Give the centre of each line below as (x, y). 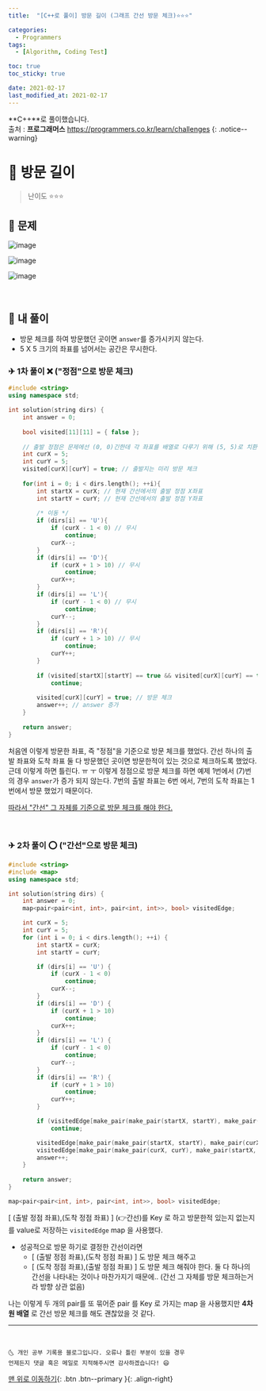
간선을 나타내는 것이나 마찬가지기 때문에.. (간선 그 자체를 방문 (125, 1276)
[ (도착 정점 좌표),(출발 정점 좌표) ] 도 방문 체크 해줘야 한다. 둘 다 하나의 (141, 1266)
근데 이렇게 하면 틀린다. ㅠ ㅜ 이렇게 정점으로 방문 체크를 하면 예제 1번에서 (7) (127, 770)
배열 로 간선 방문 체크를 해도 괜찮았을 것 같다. (86, 1313)
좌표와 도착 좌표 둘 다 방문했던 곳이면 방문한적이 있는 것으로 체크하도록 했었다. (137, 761)
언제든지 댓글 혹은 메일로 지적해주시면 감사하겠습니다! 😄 (89, 1363)
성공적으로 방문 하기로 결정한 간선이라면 (81, 1247)
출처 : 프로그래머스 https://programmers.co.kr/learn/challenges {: (113, 129)
